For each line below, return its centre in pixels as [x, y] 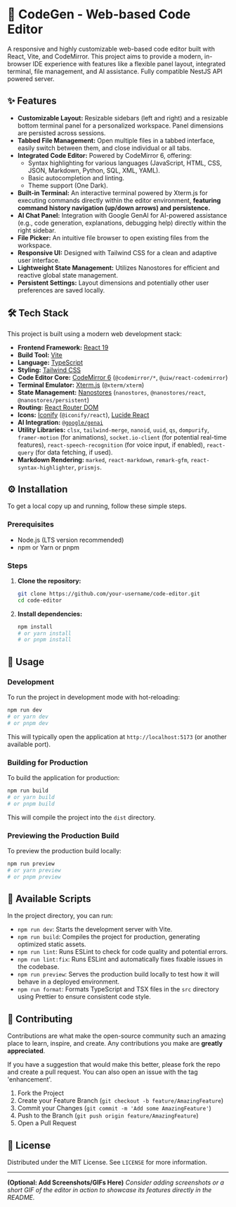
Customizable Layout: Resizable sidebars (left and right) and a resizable [123, 118]
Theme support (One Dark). [68, 185]
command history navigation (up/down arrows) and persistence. [114, 208]
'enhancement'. [30, 1079]
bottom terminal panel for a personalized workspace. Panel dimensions [120, 125]
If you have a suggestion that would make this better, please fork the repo [114, 1065]
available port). [29, 744]
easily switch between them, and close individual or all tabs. [104, 148]
